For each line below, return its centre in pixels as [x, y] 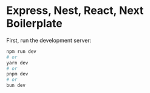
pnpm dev [17, 74]
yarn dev [17, 63]
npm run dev [21, 51]
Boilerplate [34, 23]
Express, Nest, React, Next [75, 11]
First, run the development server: [49, 40]
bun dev [16, 86]
